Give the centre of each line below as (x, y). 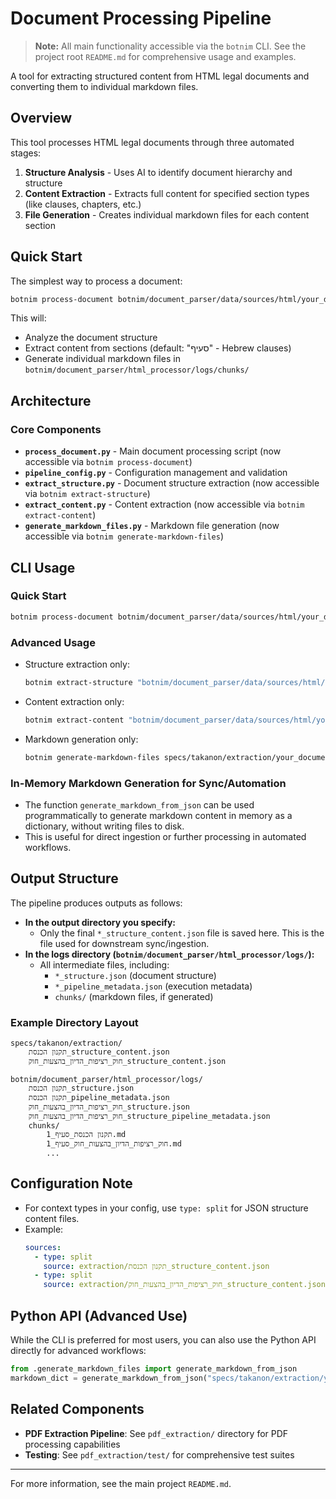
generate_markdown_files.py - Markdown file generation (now (152, 526)
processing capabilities (72, 1444)
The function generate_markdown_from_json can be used (139, 804)
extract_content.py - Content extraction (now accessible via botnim (164, 504)
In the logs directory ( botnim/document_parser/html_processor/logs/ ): (169, 954)
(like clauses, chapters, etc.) (83, 204)
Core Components (56, 429)
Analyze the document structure (91, 338)
